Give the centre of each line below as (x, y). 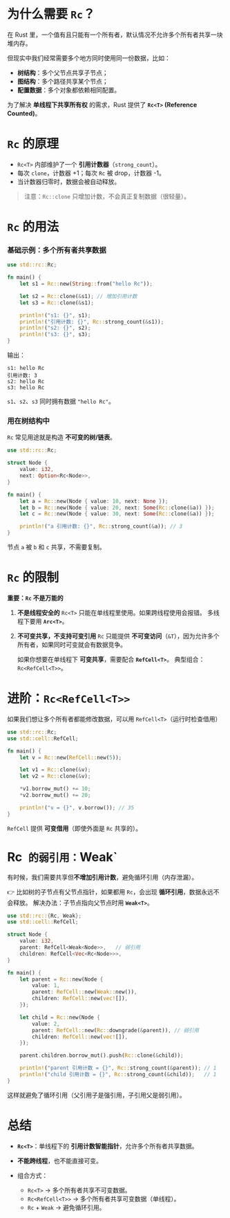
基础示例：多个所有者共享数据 (57, 250)
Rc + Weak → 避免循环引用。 (66, 1207)
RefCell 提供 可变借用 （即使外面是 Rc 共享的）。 (75, 828)
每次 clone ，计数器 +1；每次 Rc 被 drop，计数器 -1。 (91, 173)
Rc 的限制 (33, 578)
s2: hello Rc (26, 382)
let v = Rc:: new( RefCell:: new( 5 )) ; (71, 757)
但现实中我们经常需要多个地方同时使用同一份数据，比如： (89, 58)
